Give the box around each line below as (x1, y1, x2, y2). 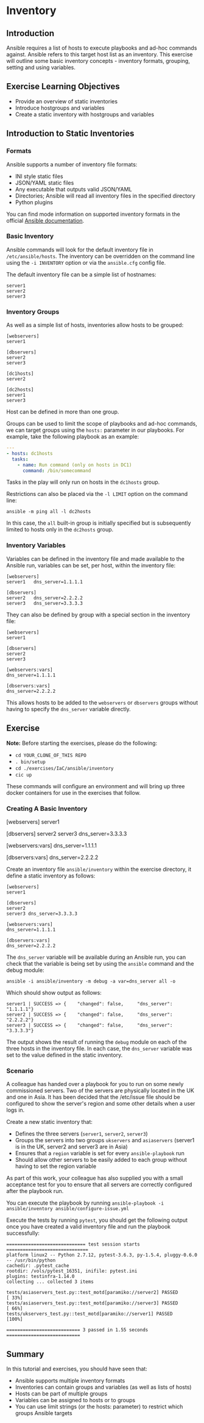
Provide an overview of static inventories (15, 97, 118, 105)
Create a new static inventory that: (6, 1118, 93, 1126)
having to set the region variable (15, 1162, 96, 1170)
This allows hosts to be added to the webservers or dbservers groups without (6, 698, 198, 706)
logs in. (6, 1106, 25, 1114)
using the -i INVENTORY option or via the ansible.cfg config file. (6, 259, 166, 266)
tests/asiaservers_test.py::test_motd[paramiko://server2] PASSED (6, 1290, 178, 1296)
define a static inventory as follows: (6, 872, 96, 879)
